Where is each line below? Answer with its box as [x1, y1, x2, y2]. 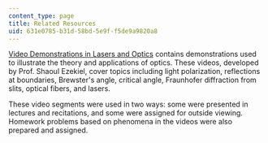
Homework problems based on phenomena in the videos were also [8, 117, 233, 127]
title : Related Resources [8, 19, 96, 28]
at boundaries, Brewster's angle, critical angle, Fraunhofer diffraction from [8, 75, 257, 85]
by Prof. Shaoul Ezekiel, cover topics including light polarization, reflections [8, 67, 261, 76]
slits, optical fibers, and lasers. [8, 84, 111, 93]
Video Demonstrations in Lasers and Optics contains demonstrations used [8, 50, 257, 59]
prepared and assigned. [8, 125, 89, 135]
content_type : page [8, 11, 75, 20]
